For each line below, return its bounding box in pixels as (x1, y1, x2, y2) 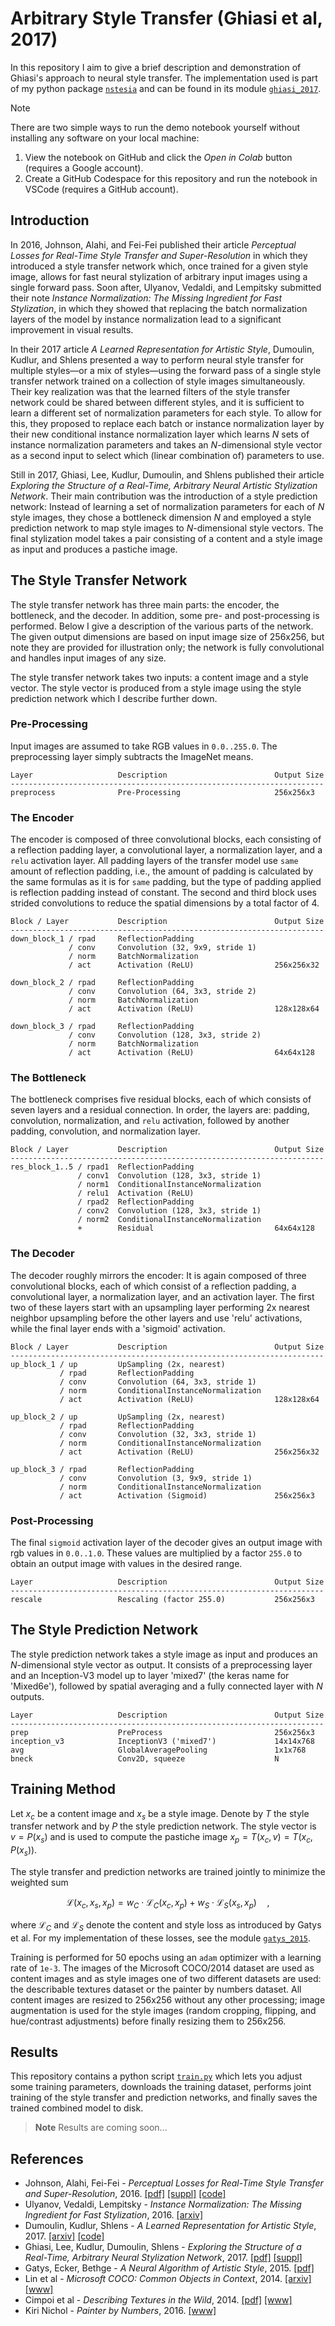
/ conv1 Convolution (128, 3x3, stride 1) (77, 1171, 262, 1181)
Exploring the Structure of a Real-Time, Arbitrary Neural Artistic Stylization (10, 479, 318, 491)
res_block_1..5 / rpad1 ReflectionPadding (10, 1162, 195, 1172)
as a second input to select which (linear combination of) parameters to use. (10, 449, 325, 461)
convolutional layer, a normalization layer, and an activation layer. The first (10, 1290, 315, 1302)
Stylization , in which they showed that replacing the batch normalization (10, 302, 308, 314)
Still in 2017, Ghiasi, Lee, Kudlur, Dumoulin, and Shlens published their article (10, 468, 325, 481)
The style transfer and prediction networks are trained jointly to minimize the (10, 1866, 326, 1878)
